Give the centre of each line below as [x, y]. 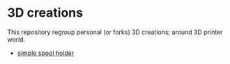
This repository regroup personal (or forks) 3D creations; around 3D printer [115, 32]
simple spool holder [46, 53]
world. [16, 39]
